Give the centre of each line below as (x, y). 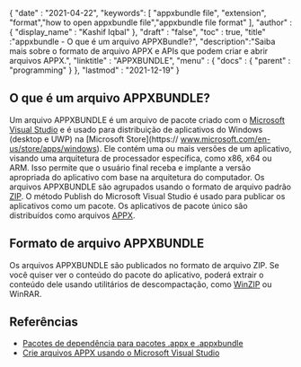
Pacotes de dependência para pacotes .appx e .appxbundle (133, 344)
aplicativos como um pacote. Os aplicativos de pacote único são (129, 205)
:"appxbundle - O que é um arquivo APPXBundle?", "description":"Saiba (142, 41)
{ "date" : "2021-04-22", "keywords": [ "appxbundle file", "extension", (138, 13)
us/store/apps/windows (53, 148)
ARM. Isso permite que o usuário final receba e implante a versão (130, 167)
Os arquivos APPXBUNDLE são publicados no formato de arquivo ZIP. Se (145, 265)
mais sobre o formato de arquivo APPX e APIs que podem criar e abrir (139, 51)
